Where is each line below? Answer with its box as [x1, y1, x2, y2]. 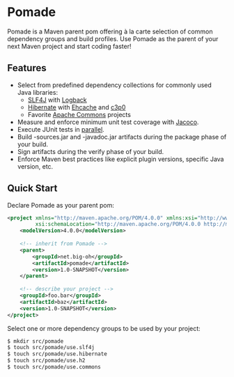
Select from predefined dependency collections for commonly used [17, 81, 212, 89]
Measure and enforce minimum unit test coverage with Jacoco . [17, 118, 199, 126]
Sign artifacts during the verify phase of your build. [17, 147, 164, 155]
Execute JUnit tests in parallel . [17, 125, 104, 133]
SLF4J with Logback [27, 95, 87, 104]
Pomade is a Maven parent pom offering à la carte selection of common [7, 27, 213, 36]
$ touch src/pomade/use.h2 [7, 357, 86, 364]
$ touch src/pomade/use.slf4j [7, 344, 95, 351]
